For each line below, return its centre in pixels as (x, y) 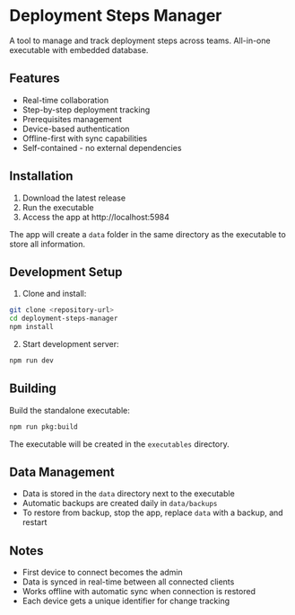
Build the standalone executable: (69, 410)
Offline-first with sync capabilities (85, 138)
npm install (31, 327)
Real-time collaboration (65, 100)
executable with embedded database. (79, 49)
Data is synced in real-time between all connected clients (128, 582)
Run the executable (58, 207)
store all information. (48, 244)
